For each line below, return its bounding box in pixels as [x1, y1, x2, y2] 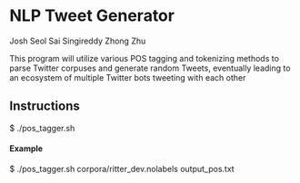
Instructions [9, 99, 80, 114]
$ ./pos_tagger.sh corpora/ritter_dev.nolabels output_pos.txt [9, 163, 235, 174]
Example [9, 143, 44, 154]
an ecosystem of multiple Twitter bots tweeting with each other [9, 72, 246, 82]
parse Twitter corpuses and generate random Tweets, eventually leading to [9, 63, 291, 73]
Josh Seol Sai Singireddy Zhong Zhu [9, 35, 146, 46]
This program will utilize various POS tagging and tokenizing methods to [9, 53, 280, 63]
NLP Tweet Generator [9, 5, 175, 26]
